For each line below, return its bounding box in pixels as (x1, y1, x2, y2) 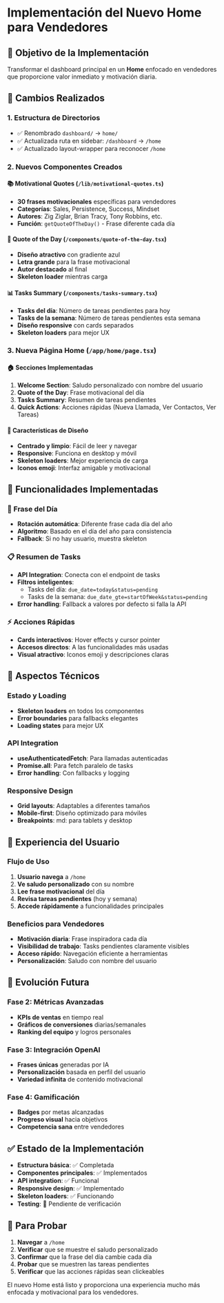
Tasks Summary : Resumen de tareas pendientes (17, 396, 156, 404)
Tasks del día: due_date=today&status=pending (27, 585, 159, 594)
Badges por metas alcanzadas (17, 1108, 105, 1116)
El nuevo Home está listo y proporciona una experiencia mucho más (7, 1281, 201, 1289)
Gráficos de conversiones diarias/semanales (17, 1020, 147, 1029)
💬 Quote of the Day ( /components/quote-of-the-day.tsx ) (7, 235, 167, 243)
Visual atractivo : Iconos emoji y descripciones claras (17, 650, 169, 658)
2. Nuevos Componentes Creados (7, 162, 123, 172)
